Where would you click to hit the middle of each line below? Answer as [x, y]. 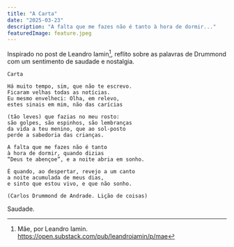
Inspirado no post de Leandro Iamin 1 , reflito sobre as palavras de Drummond [117, 53]
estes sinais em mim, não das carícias [65, 104]
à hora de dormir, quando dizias [56, 153]
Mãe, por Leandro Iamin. [53, 229]
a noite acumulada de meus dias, [56, 177]
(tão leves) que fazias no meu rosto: [63, 117]
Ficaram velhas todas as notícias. [59, 92]
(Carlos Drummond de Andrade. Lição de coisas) [78, 196]
